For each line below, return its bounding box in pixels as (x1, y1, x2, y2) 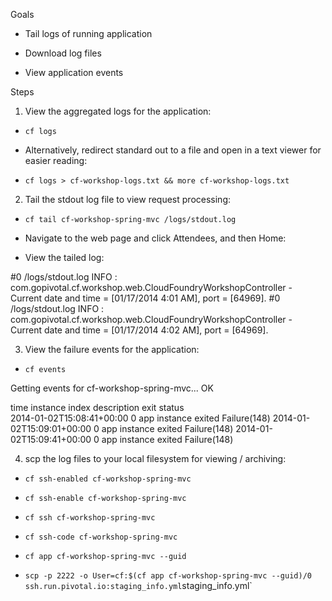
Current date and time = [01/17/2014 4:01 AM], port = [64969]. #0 (10, 292, 281, 304)
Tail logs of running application (24, 28, 153, 39)
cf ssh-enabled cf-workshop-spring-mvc (24, 474, 192, 484)
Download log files (24, 47, 102, 59)
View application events (24, 67, 124, 78)
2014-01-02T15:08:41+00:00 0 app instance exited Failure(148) (10, 412, 271, 424)
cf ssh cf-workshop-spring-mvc (24, 513, 156, 523)
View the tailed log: (24, 252, 105, 263)
